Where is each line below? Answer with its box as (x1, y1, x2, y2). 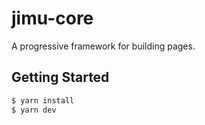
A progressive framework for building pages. (11, 40, 196, 52)
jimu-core (11, 7, 94, 30)
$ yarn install (11, 95, 75, 106)
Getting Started (11, 69, 110, 86)
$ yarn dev (11, 105, 57, 115)
